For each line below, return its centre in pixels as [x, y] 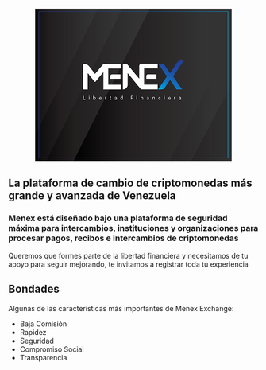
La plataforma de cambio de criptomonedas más [130, 183]
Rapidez [33, 332]
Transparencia [43, 357]
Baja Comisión [43, 324]
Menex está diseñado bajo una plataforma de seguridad [118, 218]
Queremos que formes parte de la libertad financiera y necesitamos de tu [128, 255]
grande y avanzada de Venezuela [92, 196]
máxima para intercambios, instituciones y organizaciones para [133, 228]
